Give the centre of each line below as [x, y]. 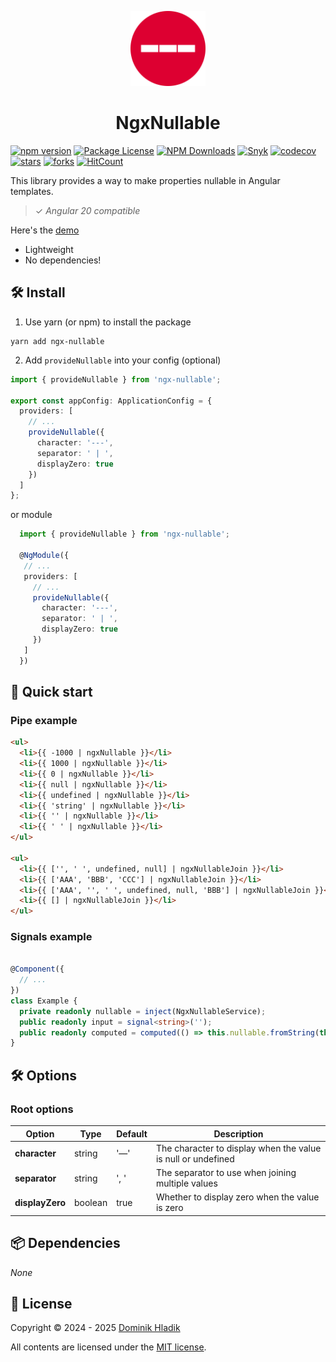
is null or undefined [195, 1158]
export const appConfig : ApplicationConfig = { [111, 401]
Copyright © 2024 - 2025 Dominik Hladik [95, 1328]
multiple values [186, 1183]
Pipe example [44, 720]
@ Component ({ [37, 969]
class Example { [44, 1001]
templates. [32, 191]
